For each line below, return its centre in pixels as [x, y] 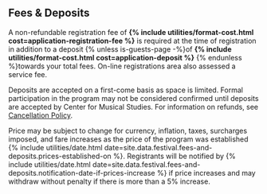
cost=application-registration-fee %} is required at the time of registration [132, 41]
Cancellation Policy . [41, 115]
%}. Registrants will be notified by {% [175, 156]
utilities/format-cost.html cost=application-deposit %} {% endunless [125, 57]
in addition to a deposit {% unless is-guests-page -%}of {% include [120, 49]
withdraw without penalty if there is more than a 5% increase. [110, 181]
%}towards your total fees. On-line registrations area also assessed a [122, 66]
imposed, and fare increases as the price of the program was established [128, 139]
